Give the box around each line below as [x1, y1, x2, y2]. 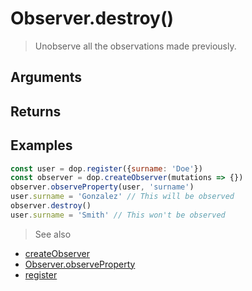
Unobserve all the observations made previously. [34, 40, 237, 52]
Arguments [10, 69, 83, 86]
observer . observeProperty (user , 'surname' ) [10, 182, 195, 192]
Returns [10, 103, 62, 120]
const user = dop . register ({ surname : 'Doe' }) [10, 163, 203, 174]
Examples [10, 137, 73, 154]
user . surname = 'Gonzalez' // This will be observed [10, 192, 235, 202]
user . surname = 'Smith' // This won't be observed [10, 210, 226, 220]
